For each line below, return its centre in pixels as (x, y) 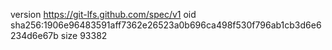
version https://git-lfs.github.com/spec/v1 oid (103, 14)
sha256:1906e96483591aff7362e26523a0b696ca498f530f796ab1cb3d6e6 (166, 25)
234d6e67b (34, 35)
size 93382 (84, 35)
